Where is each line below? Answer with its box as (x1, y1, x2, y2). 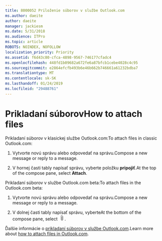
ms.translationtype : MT (5, 71, 54, 76)
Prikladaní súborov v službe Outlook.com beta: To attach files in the (5, 180, 141, 186)
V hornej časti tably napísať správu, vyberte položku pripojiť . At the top (12, 165, 157, 171)
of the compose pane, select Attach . (12, 170, 87, 176)
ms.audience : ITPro (5, 34, 45, 39)
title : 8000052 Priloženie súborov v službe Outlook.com (5, 8, 125, 13)
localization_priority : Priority (5, 49, 74, 54)
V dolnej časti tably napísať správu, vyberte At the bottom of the (12, 209, 142, 215)
